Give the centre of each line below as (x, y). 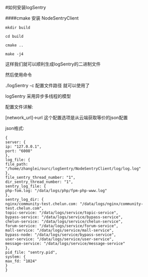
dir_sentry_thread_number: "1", (39, 182)
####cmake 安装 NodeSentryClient (42, 18)
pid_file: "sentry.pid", (31, 252)
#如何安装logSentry (26, 7)
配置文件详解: (19, 107)
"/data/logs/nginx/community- (112, 204)
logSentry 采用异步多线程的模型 (38, 96)
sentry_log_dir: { (24, 199)
